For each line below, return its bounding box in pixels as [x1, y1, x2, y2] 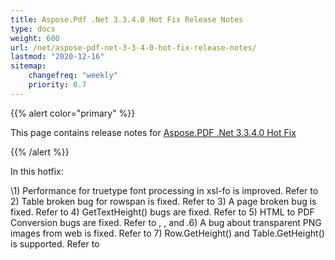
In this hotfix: [10, 165, 64, 177]
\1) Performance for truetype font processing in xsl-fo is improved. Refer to [10, 184, 319, 196]
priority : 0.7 [28, 80, 87, 90]
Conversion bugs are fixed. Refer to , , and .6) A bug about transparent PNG [10, 216, 322, 228]
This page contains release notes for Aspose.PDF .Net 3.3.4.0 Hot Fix [10, 126, 297, 138]
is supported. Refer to [10, 237, 100, 250]
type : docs [10, 24, 56, 34]
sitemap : [10, 61, 47, 71]
